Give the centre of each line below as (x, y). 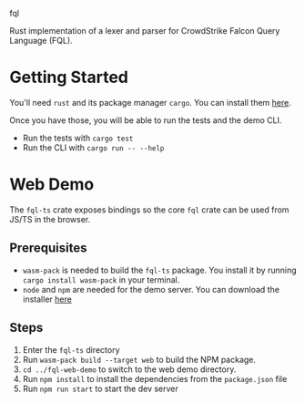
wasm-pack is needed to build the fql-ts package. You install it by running (160, 270)
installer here (47, 299)
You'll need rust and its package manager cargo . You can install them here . (150, 102)
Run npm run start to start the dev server (101, 388)
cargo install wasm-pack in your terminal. (101, 279)
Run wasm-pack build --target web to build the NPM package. (139, 359)
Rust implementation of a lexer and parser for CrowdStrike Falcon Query (145, 31)
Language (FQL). (41, 41)
